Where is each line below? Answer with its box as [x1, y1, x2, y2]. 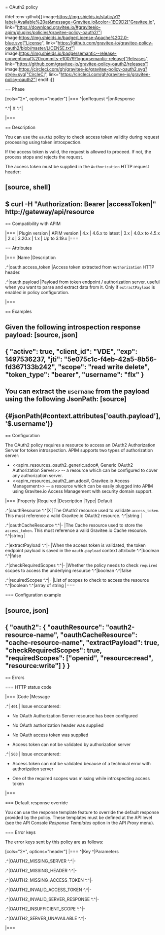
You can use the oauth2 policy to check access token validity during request [5, 134, 159, 140]
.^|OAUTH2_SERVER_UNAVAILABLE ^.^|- [5, 915, 87, 922]
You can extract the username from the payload [5, 387, 149, 396]
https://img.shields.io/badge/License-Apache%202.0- [19, 35, 129, 40]
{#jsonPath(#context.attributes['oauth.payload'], [5, 411, 161, 420]
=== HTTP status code [5, 684, 52, 690]
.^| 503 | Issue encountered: [5, 751, 61, 757]
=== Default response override [5, 800, 68, 806]
